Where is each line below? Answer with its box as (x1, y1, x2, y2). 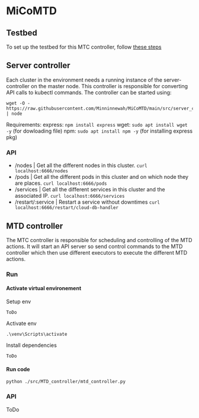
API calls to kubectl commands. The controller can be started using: (6, 89, 172, 96)
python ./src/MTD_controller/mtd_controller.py (6, 379, 126, 385)
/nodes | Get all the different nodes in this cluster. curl (14, 162, 147, 169)
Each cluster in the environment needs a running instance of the (6, 76, 163, 83)
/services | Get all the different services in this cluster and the (14, 186, 165, 193)
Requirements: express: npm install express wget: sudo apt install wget (6, 121, 188, 128)
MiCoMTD (6, 4, 57, 18)
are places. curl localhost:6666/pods (14, 179, 107, 187)
